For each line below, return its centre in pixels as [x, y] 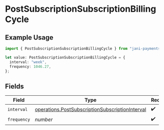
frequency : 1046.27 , [30, 66]
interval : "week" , [28, 62]
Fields [15, 86]
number [44, 119]
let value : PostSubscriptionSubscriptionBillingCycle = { [65, 57]
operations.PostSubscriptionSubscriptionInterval [91, 109]
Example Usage [29, 37]
